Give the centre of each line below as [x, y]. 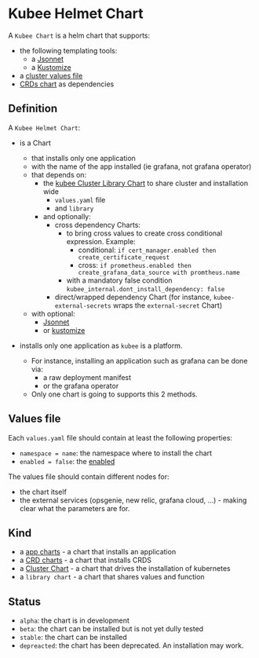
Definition [33, 109]
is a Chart [35, 143]
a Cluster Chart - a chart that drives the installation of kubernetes [125, 568]
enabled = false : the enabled [67, 461]
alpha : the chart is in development [74, 620]
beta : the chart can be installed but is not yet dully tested [111, 629]
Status [25, 601]
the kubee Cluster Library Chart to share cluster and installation [146, 183]
